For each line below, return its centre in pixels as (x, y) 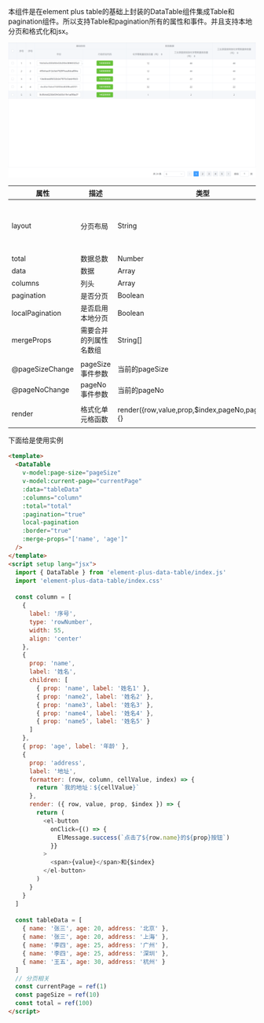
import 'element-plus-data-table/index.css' (89, 581)
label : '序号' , (53, 614)
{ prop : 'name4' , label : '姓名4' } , (95, 713)
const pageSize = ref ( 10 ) (58, 995)
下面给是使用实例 (36, 440)
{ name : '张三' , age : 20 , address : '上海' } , (95, 937)
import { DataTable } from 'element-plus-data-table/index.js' (121, 572)
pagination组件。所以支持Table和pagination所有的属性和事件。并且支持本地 (130, 21)
